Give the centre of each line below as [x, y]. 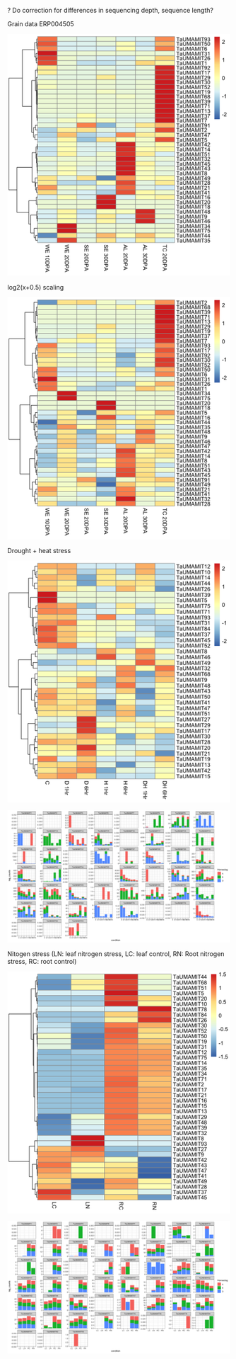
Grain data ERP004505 [41, 24]
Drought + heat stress [39, 550]
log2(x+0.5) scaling [36, 287]
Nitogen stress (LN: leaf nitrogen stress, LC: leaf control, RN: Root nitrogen [116, 954]
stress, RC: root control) [42, 961]
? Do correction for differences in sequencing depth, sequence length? [111, 10]
